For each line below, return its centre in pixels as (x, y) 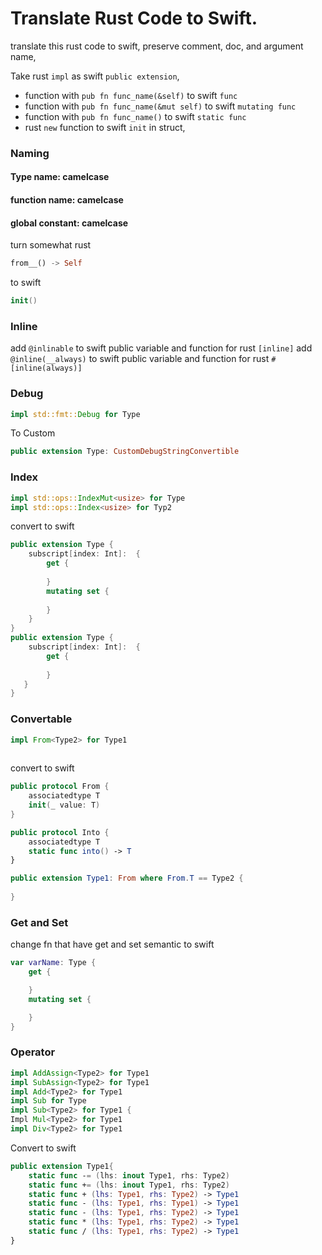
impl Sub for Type (48, 1101)
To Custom (33, 433)
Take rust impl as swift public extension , (95, 76)
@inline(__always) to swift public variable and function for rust (140, 359)
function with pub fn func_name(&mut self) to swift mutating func (160, 106)
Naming (30, 153)
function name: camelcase (67, 200)
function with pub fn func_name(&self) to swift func (131, 95)
